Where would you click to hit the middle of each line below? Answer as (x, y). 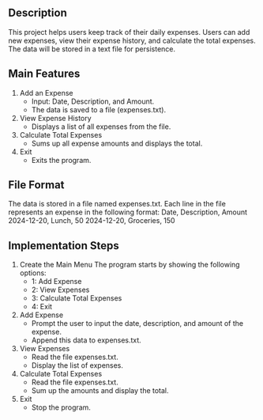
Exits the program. (61, 160)
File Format (36, 185)
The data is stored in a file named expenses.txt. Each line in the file (117, 204)
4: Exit (42, 307)
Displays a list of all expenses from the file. (101, 127)
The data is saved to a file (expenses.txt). (99, 109)
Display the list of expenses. (77, 365)
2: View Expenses (60, 290)
